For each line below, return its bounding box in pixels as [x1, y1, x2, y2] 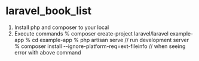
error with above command [14, 49, 81, 56]
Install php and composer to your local [14, 24, 109, 31]
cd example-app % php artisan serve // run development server [32, 36, 189, 43]
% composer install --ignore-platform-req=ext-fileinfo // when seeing [14, 43, 186, 50]
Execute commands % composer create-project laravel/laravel [14, 30, 169, 37]
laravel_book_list [5, 4, 92, 18]
